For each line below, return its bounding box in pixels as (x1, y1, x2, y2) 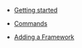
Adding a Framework (13, 33, 75, 41)
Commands (13, 19, 48, 27)
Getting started (13, 6, 58, 14)
